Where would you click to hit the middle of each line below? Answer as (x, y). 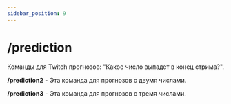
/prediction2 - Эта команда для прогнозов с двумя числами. (97, 80)
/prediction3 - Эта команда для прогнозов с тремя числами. (97, 93)
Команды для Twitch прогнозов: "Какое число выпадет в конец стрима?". (115, 67)
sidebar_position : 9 (37, 13)
